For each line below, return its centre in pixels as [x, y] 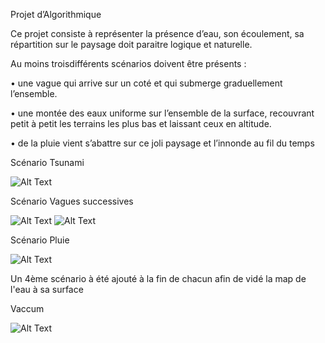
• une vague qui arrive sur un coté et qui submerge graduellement [146, 83]
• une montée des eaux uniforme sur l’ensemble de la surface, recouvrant [162, 113]
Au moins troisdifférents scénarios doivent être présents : [128, 63]
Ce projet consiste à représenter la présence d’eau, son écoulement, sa [157, 33]
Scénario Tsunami [47, 162]
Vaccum [27, 308]
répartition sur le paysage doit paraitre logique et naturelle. [131, 44]
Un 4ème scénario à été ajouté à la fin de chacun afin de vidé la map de [158, 278]
